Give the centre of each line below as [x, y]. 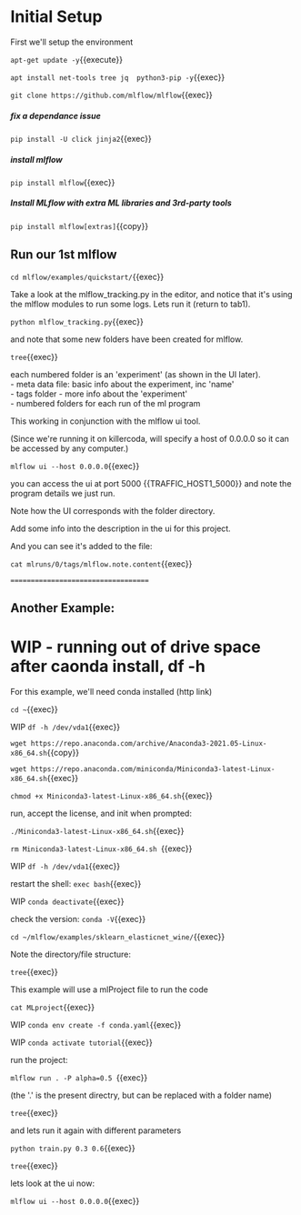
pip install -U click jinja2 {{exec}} [81, 138]
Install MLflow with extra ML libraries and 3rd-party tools [121, 203]
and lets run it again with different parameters [96, 1130]
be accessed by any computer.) [70, 448]
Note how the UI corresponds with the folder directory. [113, 510]
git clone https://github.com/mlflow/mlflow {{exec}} [111, 95]
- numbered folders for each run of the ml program [105, 403]
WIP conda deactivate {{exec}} [67, 901]
